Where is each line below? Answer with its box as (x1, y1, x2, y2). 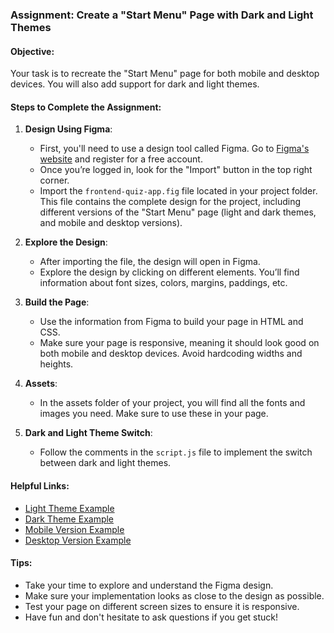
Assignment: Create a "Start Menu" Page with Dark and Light (10, 8, 314, 22)
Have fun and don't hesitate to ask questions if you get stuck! (24, 611, 279, 623)
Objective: (10, 45, 55, 57)
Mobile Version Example (24, 523, 125, 535)
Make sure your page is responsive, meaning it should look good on (39, 337, 320, 349)
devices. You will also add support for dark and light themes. (10, 78, 260, 90)
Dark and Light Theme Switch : (24, 427, 153, 439)
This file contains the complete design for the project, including (39, 196, 302, 208)
